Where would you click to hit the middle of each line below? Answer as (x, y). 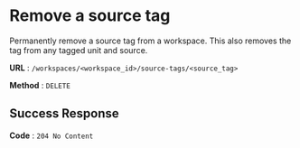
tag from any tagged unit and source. (79, 50)
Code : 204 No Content (52, 135)
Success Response (64, 114)
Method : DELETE (40, 85)
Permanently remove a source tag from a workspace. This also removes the (150, 41)
